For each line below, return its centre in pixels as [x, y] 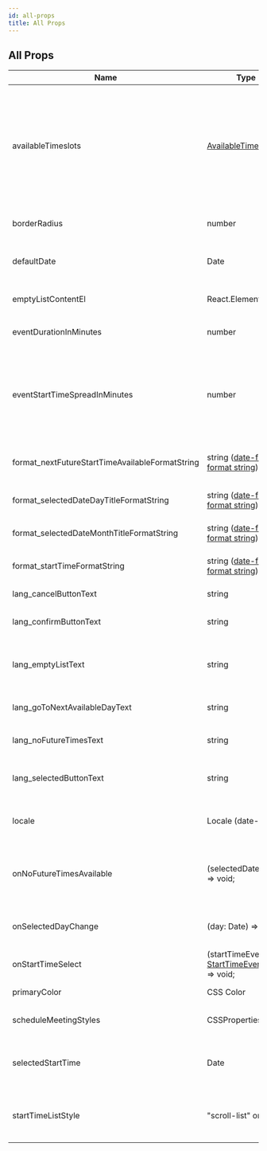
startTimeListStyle [46, 1116]
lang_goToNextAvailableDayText [72, 707]
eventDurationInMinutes [57, 332]
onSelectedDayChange [56, 926]
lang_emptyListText [48, 664]
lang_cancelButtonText [55, 594]
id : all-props [32, 16]
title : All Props [37, 23]
